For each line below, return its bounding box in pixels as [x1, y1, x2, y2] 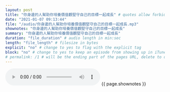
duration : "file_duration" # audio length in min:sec [5, 36, 121, 41]
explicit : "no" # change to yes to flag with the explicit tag [5, 45, 142, 50]
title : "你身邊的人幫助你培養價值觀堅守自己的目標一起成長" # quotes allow [5, 12, 150, 17]
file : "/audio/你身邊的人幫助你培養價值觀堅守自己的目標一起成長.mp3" [5, 21, 139, 27]
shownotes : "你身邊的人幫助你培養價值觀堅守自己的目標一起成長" [5, 26, 125, 31]
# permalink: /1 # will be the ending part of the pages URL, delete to [5, 54, 162, 60]
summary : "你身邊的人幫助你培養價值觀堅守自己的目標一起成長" [5, 31, 121, 36]
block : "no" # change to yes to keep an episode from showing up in [5, 50, 153, 55]
